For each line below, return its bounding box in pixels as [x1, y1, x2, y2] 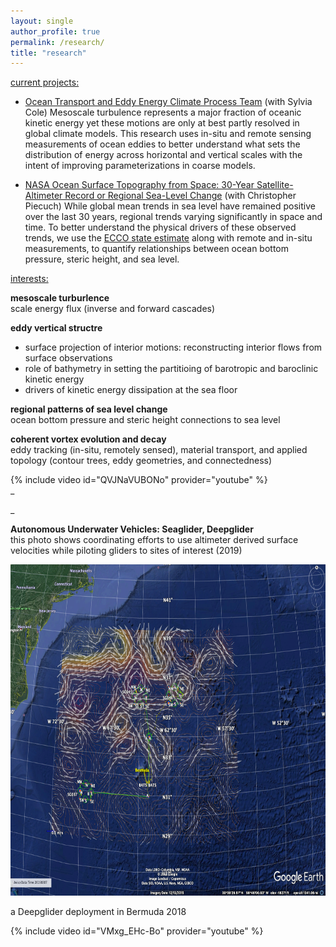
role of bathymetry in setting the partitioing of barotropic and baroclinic [24, 363, 319, 375]
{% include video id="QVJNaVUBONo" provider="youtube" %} [10, 474, 268, 486]
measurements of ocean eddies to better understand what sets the [24, 138, 301, 150]
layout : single [10, 16, 74, 26]
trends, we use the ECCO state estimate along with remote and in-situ [24, 232, 313, 244]
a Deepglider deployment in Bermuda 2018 [10, 906, 187, 918]
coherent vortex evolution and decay [10, 433, 167, 445]
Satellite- [256, 179, 294, 191]
